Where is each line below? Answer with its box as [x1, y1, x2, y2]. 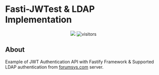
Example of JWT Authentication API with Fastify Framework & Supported [5, 59, 154, 65]
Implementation [5, 14, 72, 25]
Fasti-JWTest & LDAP [5, 3, 95, 15]
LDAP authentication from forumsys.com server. [5, 64, 104, 70]
